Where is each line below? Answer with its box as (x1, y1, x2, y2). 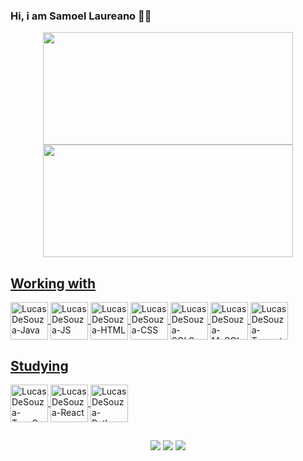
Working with (10, 275, 97, 292)
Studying (10, 357, 69, 374)
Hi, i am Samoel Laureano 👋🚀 (10, 9, 152, 23)
